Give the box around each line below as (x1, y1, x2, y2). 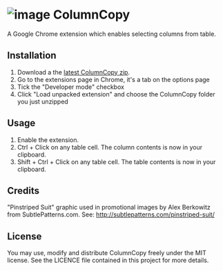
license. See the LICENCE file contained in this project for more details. (7, 256, 209, 265)
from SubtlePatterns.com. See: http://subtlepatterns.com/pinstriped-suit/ (7, 210, 215, 219)
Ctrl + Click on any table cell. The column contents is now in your (17, 143, 202, 151)
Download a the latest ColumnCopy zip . (17, 68, 130, 76)
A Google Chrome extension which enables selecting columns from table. (7, 30, 216, 38)
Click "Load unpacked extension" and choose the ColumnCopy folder (17, 90, 215, 98)
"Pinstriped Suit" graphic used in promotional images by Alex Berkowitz (7, 203, 211, 212)
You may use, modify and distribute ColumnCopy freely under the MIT (7, 249, 207, 257)
